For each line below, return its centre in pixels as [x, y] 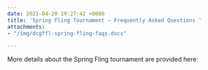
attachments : [26, 27]
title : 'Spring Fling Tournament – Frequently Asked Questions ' [104, 20]
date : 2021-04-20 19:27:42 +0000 [56, 14]
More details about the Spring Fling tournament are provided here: [103, 59]
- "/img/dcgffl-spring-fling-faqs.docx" [67, 33]
